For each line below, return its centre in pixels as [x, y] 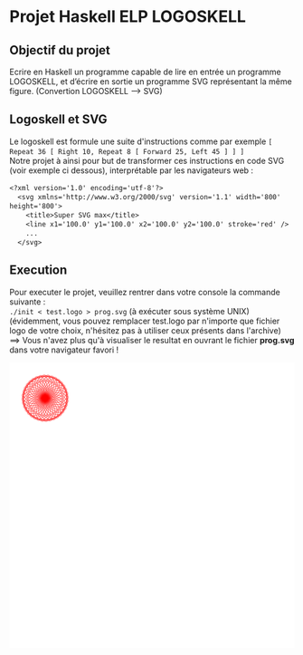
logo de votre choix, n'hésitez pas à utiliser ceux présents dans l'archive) [146, 330]
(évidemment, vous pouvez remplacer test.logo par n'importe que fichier [145, 321]
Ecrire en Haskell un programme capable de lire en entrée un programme [146, 72]
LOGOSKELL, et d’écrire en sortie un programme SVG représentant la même [151, 82]
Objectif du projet [60, 50]
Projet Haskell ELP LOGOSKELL [128, 17]
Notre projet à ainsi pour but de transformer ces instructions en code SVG [147, 160]
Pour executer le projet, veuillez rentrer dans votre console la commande [145, 292]
